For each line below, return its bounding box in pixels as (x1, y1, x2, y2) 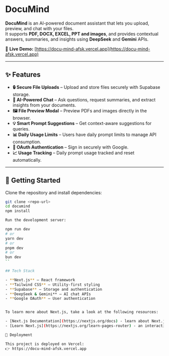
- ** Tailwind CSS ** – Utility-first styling (5, 282, 100, 287)
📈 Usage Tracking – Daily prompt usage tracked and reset (12, 150, 135, 156)
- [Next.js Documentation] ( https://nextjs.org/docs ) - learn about (5, 319, 150, 324)
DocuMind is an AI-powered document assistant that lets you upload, (5, 20, 149, 26)
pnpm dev (5, 245, 24, 251)
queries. (12, 126, 30, 132)
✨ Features (5, 70, 41, 79)
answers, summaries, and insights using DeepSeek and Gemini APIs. (5, 36, 149, 42)
